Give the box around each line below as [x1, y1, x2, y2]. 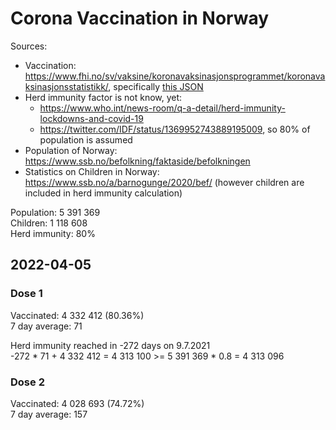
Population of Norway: [24, 144, 118, 156]
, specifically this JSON [108, 80, 204, 92]
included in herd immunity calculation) [24, 187, 183, 199]
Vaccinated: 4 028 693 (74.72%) [10, 397, 145, 409]
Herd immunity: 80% [10, 227, 96, 239]
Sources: [10, 40, 48, 52]
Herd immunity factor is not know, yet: [24, 91, 183, 103]
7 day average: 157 [10, 408, 88, 420]
